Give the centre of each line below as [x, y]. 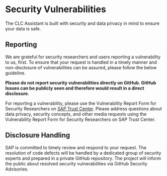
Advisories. [17, 169]
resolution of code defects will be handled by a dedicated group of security [83, 153]
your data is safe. [23, 28]
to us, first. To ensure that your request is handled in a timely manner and [81, 62]
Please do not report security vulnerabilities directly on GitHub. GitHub [81, 82]
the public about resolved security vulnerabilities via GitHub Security [76, 163]
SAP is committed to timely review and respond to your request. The [76, 147]
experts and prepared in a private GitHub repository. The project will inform [83, 158]
